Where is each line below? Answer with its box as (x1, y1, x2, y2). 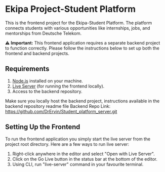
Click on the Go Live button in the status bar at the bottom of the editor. (12, 156, 158, 162)
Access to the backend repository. (12, 88, 82, 94)
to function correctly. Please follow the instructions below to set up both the (5, 45, 160, 51)
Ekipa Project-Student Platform (5, 3, 136, 15)
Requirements (5, 65, 49, 73)
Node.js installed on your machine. (12, 78, 83, 84)
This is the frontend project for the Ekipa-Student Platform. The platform (5, 20, 152, 26)
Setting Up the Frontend (5, 123, 81, 131)
